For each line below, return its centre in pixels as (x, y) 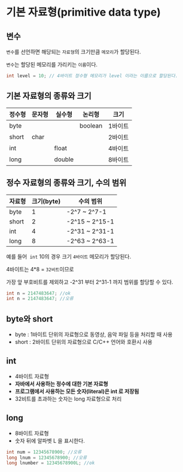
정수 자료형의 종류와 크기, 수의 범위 (66, 183)
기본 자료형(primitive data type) (84, 12)
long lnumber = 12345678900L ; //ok (51, 463)
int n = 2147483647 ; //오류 (40, 299)
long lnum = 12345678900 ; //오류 (47, 458)
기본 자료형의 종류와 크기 (49, 96)
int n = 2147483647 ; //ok (38, 293)
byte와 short (30, 319)
